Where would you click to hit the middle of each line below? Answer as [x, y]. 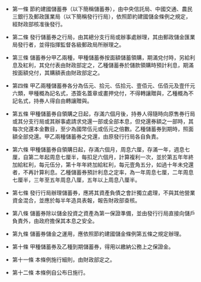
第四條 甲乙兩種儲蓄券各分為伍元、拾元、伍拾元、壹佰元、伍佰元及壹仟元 [104, 86]
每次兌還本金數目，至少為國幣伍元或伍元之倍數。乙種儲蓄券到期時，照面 [103, 129]
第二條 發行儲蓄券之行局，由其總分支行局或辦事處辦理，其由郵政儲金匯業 [104, 37]
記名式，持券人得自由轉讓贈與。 [52, 101]
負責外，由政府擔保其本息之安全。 [55, 221]
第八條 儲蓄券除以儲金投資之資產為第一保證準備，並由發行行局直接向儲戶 [104, 213]
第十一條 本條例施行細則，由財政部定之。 [64, 260]
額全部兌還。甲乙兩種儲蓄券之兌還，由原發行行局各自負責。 [87, 136]
